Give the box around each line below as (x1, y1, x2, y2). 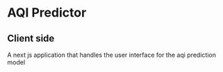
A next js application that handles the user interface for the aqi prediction (7, 51, 217, 59)
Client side (7, 33, 55, 44)
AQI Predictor (7, 5, 87, 21)
